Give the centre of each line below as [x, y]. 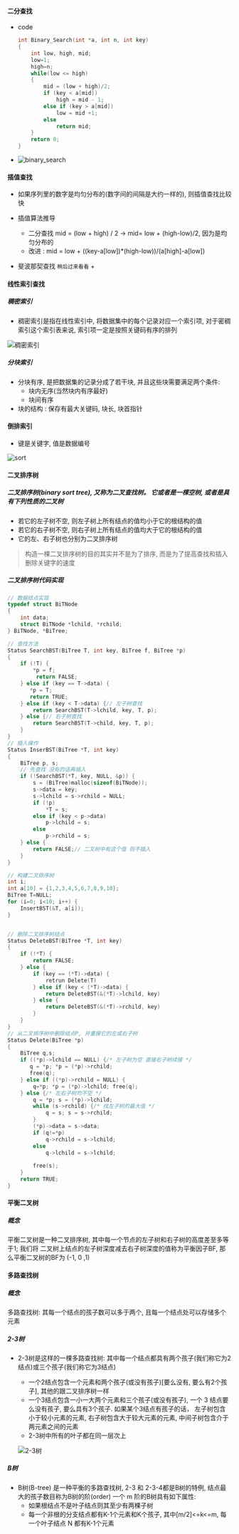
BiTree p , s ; [39, 763]
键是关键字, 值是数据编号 [54, 444]
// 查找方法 [23, 644]
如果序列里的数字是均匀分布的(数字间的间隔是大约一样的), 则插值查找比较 [124, 194]
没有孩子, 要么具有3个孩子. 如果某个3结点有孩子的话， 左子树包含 [130, 1409]
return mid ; [74, 126]
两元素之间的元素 [53, 1426]
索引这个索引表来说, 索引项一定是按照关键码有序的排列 [97, 330]
